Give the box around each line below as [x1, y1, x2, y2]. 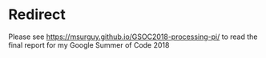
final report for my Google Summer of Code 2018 [8, 40, 170, 49]
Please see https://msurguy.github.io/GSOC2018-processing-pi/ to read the [8, 32, 258, 41]
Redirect [8, 6, 66, 24]
